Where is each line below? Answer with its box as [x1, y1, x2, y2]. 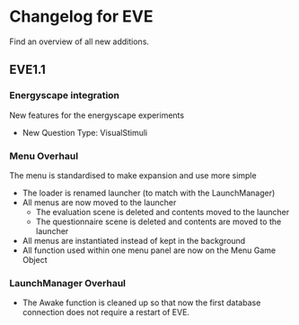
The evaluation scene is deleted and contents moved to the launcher [35, 206, 290, 217]
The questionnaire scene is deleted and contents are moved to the [35, 216, 282, 227]
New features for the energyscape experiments [9, 110, 185, 121]
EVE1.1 [9, 62, 47, 77]
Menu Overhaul [9, 149, 79, 162]
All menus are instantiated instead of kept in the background [22, 235, 246, 246]
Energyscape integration [9, 89, 119, 102]
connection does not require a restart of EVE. [22, 307, 190, 318]
